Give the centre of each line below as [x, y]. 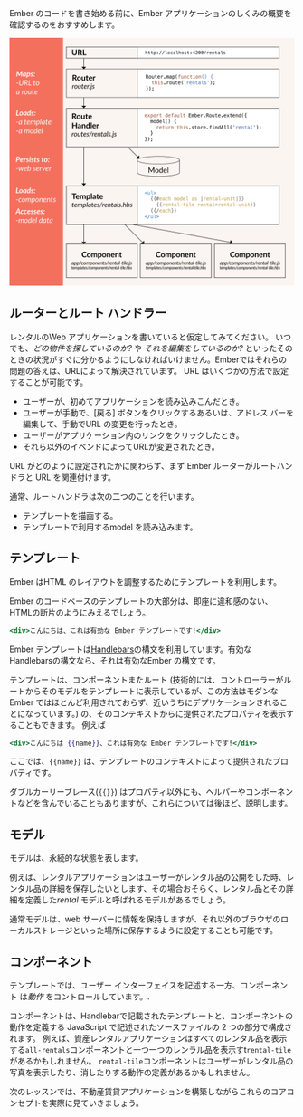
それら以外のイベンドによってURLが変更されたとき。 [121, 446]
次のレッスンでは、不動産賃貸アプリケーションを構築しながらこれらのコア [148, 1092]
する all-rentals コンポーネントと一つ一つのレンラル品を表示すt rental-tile [151, 1050]
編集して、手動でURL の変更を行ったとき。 [102, 424]
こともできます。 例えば [61, 725]
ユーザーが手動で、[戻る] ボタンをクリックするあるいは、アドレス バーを [158, 412]
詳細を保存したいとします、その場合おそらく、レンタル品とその [167, 889]
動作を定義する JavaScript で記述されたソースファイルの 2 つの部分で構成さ [151, 1027]
